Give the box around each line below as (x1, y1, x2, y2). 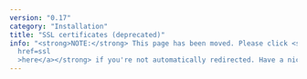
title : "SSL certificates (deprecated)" (9, 30, 166, 39)
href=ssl (17, 47, 51, 56)
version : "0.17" (9, 13, 71, 23)
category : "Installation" (9, 22, 108, 31)
